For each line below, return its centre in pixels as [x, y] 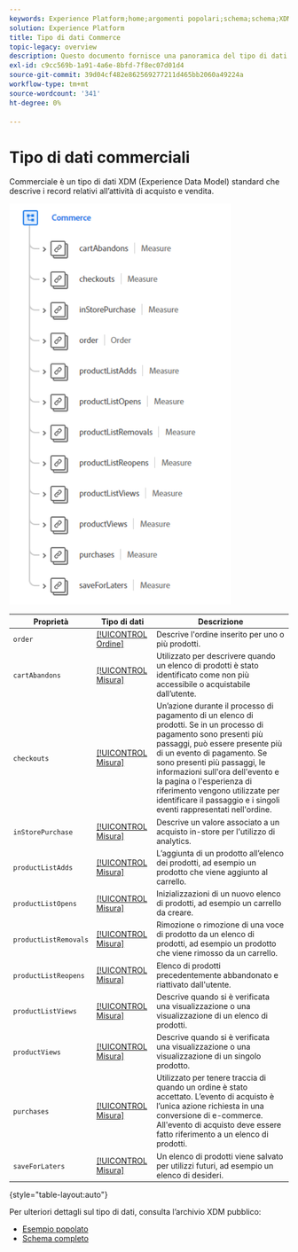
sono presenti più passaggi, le [211, 763]
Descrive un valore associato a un [218, 822]
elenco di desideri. [190, 1175]
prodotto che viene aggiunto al [212, 872]
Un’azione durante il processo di [215, 706]
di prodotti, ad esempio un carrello [219, 904]
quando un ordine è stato [202, 1087]
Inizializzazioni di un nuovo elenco [219, 894]
